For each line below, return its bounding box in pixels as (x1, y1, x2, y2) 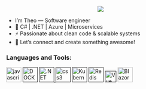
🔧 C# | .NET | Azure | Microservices (14, 23, 103, 30)
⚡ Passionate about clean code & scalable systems (14, 30, 141, 37)
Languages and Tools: (6, 53, 72, 62)
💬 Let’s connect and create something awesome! (14, 39, 136, 45)
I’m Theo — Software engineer (14, 17, 91, 24)
